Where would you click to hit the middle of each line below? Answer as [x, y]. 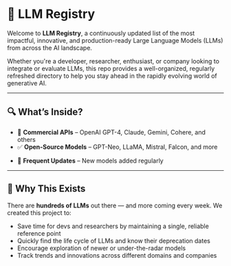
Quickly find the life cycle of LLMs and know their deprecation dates [114, 241]
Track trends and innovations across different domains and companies [117, 255]
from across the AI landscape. [50, 48]
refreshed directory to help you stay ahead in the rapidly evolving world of [112, 76]
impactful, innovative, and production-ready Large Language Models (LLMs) [115, 40]
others [26, 139]
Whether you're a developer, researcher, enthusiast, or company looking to [113, 61]
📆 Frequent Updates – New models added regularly [90, 161]
